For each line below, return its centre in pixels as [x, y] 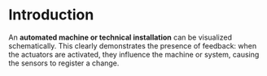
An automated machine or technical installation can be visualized [120, 37]
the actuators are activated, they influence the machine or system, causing [134, 54]
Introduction [51, 15]
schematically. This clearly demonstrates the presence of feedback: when [133, 45]
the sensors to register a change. [64, 63]
